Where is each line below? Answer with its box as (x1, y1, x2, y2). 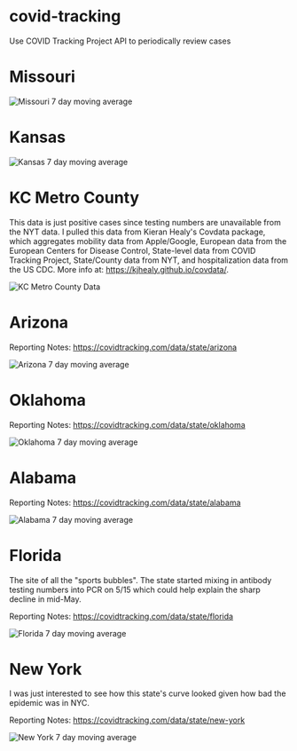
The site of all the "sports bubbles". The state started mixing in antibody (9, 574, 272, 585)
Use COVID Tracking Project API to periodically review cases (9, 36, 231, 46)
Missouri (9, 67, 75, 87)
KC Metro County (9, 188, 140, 208)
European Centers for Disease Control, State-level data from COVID (9, 245, 256, 256)
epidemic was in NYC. (9, 698, 90, 708)
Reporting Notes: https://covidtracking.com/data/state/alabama (9, 497, 241, 508)
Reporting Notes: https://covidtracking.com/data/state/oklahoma (9, 419, 246, 430)
